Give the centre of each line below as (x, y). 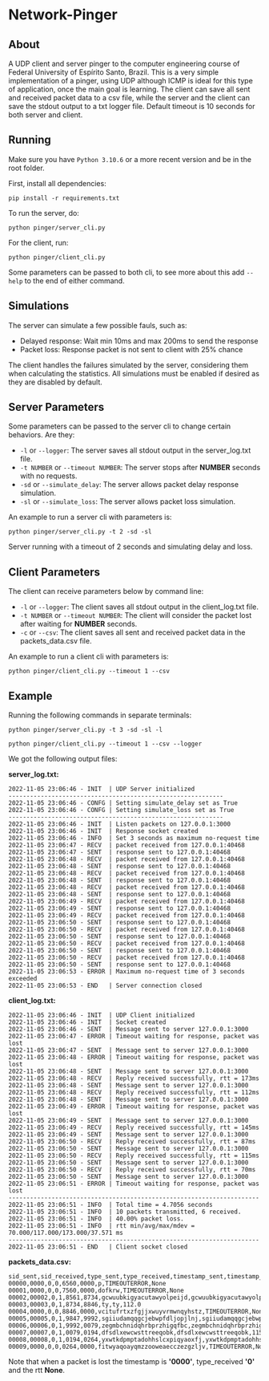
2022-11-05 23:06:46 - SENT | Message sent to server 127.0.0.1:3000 (128, 1030)
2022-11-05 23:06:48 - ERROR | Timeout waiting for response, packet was (134, 1058)
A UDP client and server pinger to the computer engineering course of (124, 63)
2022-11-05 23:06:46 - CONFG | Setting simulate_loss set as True (121, 810)
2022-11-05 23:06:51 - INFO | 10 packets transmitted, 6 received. (125, 1212)
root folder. (27, 168)
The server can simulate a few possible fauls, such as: (98, 325)
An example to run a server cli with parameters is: (90, 517)
